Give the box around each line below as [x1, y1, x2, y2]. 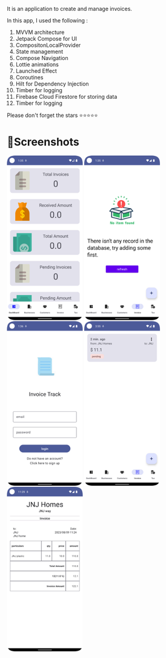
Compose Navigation [15, 55, 68, 61]
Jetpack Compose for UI [15, 35, 78, 42]
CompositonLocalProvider [15, 42, 81, 49]
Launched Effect [15, 67, 57, 75]
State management [15, 48, 64, 55]
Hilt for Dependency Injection [15, 80, 90, 87]
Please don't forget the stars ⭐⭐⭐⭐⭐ [7, 112, 99, 119]
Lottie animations [15, 61, 59, 68]
